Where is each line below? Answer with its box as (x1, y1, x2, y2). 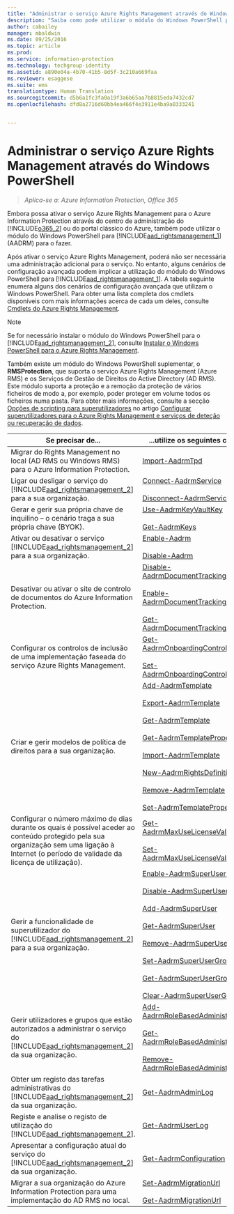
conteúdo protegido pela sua (10, 831, 105, 840)
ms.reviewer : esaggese (7, 75, 73, 82)
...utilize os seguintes (148, 435, 221, 445)
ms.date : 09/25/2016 (7, 36, 68, 43)
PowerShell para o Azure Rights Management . (7, 346, 139, 354)
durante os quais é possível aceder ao (10, 822, 136, 832)
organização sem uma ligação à (10, 840, 115, 850)
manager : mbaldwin (7, 29, 61, 37)
